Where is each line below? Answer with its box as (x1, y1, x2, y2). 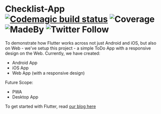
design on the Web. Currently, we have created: (5, 50, 100, 56)
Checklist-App (5, 3, 65, 15)
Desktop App (12, 94, 39, 100)
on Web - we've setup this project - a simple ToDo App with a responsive (5, 45, 151, 51)
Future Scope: (5, 79, 33, 85)
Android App (12, 60, 38, 65)
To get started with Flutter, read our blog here (5, 103, 96, 109)
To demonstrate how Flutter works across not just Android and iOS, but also (5, 40, 157, 46)
